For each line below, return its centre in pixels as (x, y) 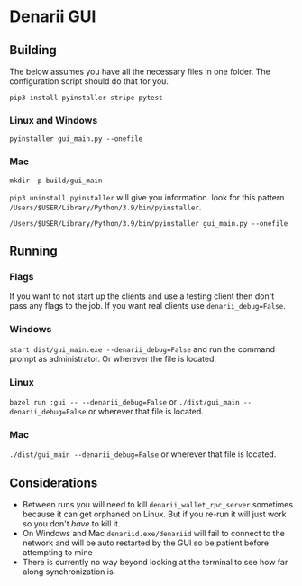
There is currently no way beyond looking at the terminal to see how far (155, 562)
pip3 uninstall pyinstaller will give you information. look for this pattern (147, 197)
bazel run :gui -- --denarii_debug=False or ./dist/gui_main (125, 401)
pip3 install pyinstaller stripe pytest (87, 98)
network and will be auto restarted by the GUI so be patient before (145, 543)
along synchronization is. (69, 572)
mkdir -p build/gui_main (56, 181)
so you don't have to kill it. (71, 523)
